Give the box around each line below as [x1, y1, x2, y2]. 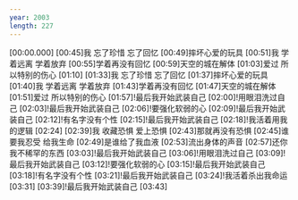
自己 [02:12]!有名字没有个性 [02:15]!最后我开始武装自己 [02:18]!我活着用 [16, 113, 280, 125]
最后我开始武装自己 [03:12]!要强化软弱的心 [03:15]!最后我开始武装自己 [9, 158, 266, 170]
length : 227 [9, 21, 54, 30]
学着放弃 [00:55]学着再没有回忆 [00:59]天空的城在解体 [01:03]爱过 [34, 58, 279, 69]
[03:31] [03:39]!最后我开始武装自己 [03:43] [9, 180, 168, 192]
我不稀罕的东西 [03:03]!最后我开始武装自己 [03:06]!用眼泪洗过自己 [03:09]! [9, 147, 286, 158]
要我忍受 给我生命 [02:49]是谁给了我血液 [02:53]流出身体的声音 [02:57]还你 [9, 136, 288, 147]
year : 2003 [9, 12, 50, 22]
